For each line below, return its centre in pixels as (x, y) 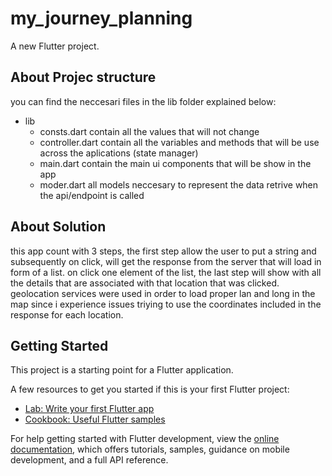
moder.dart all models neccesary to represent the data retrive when (179, 184)
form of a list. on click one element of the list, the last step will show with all (166, 272)
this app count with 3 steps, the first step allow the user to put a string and (163, 251)
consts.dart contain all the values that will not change (149, 131)
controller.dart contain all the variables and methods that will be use (179, 142)
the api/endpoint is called (92, 195)
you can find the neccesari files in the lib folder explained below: (143, 101)
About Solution (58, 227)
